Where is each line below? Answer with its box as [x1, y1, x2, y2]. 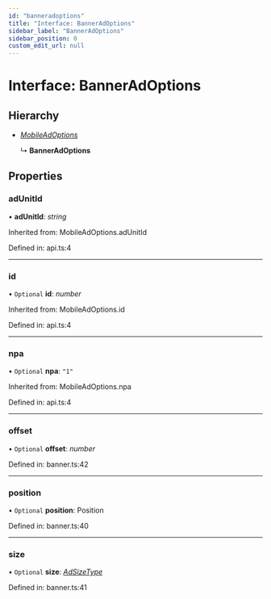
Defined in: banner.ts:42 [8, 459, 89, 469]
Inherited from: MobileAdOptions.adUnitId [8, 227, 148, 237]
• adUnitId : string [8, 212, 67, 221]
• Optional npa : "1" [8, 367, 74, 376]
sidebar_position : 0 [8, 34, 78, 43]
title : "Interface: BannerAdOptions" [8, 19, 135, 27]
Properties [8, 169, 63, 182]
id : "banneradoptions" [8, 11, 85, 20]
